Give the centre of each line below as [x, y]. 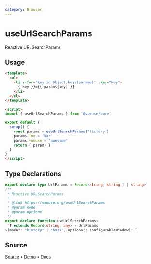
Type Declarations [33, 173]
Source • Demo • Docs [28, 257]
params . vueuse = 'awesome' [41, 140]
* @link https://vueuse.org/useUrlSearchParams [56, 203]
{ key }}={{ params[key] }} [46, 87]
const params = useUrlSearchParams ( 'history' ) [61, 132]
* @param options [24, 212]
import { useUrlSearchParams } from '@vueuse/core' [58, 114]
